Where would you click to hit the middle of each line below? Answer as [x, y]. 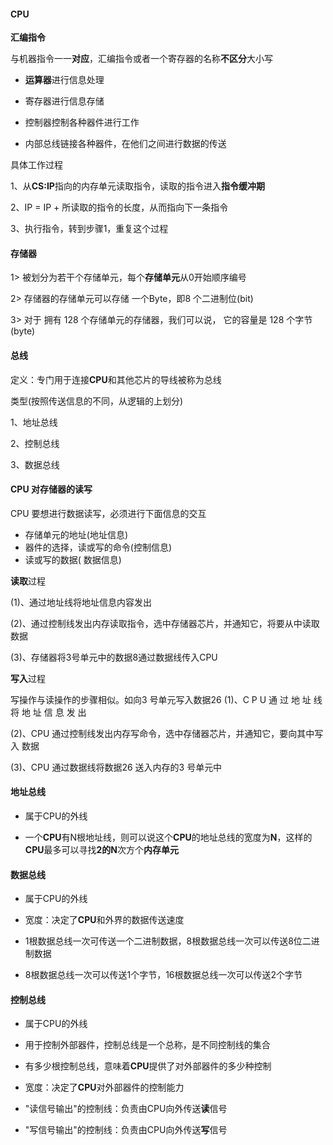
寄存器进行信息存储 [64, 101]
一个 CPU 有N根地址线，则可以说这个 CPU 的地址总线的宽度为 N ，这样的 [168, 837]
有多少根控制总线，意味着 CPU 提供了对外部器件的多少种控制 [148, 1066]
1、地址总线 [34, 422]
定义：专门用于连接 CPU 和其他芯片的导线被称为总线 [116, 379]
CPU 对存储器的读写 [51, 489]
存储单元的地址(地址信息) [76, 534]
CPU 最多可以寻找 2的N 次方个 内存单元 [101, 850]
